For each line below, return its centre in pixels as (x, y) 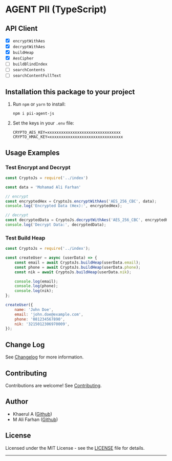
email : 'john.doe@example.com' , (49, 314)
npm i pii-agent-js (34, 114)
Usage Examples (33, 153)
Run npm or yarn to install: (39, 104)
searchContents (29, 70)
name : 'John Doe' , (34, 309)
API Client (21, 28)
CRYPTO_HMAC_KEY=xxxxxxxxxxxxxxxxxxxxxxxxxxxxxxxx (68, 137)
